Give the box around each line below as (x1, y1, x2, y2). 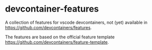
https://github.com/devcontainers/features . (5, 24, 92, 30)
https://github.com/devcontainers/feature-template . (5, 39, 109, 45)
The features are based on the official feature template (5, 34, 115, 40)
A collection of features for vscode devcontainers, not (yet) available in (5, 19, 148, 25)
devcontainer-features (5, 3, 99, 15)
